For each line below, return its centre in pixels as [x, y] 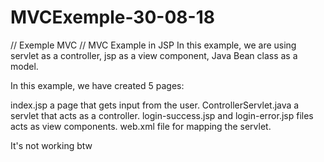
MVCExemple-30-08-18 [112, 17]
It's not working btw [51, 145]
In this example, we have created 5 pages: [97, 85]
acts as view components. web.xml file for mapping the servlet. [141, 126]
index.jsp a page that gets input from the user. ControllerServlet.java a [155, 105]
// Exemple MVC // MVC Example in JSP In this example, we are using [153, 45]
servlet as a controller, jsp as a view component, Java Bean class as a [154, 55]
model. [24, 66]
